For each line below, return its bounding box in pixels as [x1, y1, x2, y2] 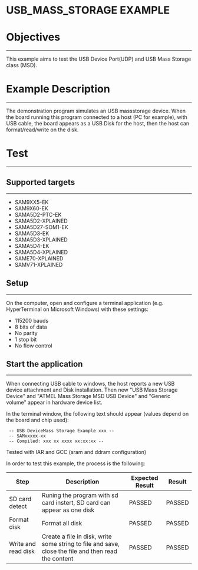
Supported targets [6, 177, 75, 187]
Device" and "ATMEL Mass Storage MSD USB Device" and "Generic [6, 393, 171, 400]
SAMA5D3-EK [14, 230, 49, 237]
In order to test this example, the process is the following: [6, 460, 146, 467]
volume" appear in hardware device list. [6, 399, 103, 406]
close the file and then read [41, 547, 118, 555]
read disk [9, 547, 35, 555]
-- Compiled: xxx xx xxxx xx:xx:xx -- [8, 438, 104, 445]
